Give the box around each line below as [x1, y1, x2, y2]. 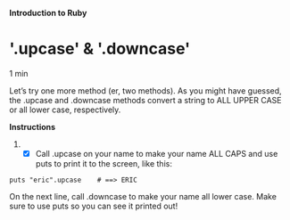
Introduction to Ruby [9, 8, 87, 18]
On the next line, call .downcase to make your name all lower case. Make [9, 191, 277, 201]
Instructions [9, 121, 56, 132]
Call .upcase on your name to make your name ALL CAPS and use [35, 148, 278, 159]
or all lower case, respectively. [9, 104, 121, 115]
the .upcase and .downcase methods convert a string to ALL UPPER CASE [9, 94, 282, 105]
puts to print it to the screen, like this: [35, 159, 172, 168]
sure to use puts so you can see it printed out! [9, 200, 178, 211]
